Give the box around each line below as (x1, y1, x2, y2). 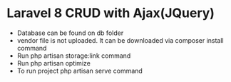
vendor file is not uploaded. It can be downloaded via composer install (16, 36, 224, 44)
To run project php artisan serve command (16, 66, 143, 75)
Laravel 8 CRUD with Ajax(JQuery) (6, 5, 215, 21)
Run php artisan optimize (16, 58, 91, 67)
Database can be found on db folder (16, 29, 124, 37)
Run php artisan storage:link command (16, 51, 131, 60)
